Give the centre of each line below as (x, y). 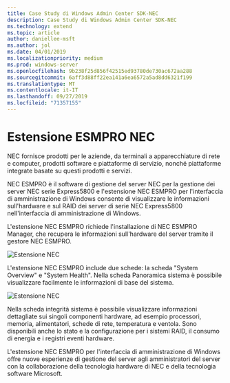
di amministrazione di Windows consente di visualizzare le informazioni (108, 198)
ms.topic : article (33, 33)
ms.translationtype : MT (41, 84)
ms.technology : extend (40, 26)
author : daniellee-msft (41, 39)
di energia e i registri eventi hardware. (61, 338)
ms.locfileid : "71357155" (44, 103)
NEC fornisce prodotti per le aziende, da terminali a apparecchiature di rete (114, 156)
